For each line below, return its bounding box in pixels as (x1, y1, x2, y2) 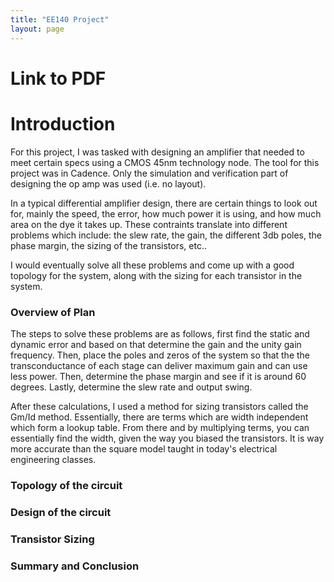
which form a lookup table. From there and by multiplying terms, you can (10, 421, 310, 433)
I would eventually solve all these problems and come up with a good (10, 259, 295, 271)
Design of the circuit (10, 505, 112, 519)
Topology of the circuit (10, 478, 123, 492)
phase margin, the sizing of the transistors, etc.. (10, 239, 208, 251)
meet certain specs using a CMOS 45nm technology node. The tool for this (10, 156, 320, 168)
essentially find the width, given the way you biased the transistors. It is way (10, 432, 325, 444)
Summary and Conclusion (10, 559, 140, 573)
